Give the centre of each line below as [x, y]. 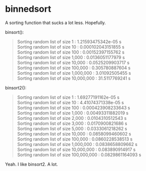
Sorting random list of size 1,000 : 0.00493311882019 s [73, 113]
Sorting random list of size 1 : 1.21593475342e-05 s [69, 42]
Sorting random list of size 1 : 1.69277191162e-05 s [68, 97]
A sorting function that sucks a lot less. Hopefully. [56, 23]
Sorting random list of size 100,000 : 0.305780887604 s [74, 68]
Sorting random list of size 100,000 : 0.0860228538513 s [75, 139]
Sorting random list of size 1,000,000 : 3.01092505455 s [74, 73]
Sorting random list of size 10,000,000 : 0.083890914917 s [76, 149]
